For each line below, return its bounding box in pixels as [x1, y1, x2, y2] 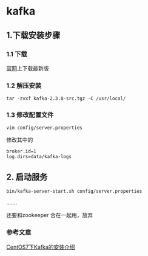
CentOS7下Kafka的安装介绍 [6, 243, 75, 251]
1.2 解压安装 [6, 81, 42, 89]
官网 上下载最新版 [6, 64, 49, 72]
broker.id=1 [6, 148, 36, 154]
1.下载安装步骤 [6, 30, 61, 40]
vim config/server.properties [6, 125, 83, 131]
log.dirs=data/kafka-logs [6, 154, 72, 160]
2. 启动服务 [6, 171, 48, 182]
